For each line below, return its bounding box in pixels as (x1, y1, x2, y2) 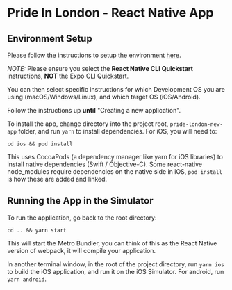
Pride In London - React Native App (7, 5, 214, 21)
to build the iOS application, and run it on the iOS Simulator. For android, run (7, 267, 224, 275)
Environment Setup (7, 33, 92, 45)
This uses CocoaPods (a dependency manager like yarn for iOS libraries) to (7, 153, 224, 161)
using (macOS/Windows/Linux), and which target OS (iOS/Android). (7, 92, 201, 101)
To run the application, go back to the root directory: (7, 214, 157, 222)
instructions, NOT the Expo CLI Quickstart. (7, 72, 129, 80)
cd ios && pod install (7, 140, 73, 147)
